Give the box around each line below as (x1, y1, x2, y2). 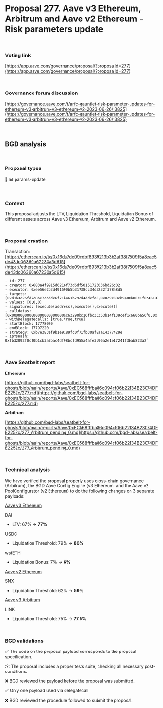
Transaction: (5, 249, 30, 255)
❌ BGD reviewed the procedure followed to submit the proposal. (5, 697, 133, 704)
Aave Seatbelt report (5, 359, 55, 366)
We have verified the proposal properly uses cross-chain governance (5, 478, 144, 484)
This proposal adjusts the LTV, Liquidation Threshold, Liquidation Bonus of (5, 210, 154, 217)
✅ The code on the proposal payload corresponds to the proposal (5, 649, 137, 654)
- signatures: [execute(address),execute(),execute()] (5, 304, 118, 309)
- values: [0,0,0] (5, 300, 42, 305)
